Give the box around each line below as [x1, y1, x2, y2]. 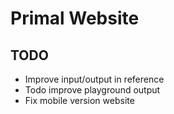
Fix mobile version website [24, 95, 135, 106]
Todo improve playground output [24, 84, 161, 96]
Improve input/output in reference [24, 73, 165, 85]
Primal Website [10, 7, 140, 30]
